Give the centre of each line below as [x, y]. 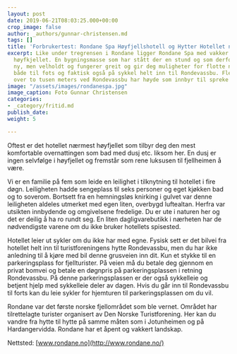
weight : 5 [22, 119]
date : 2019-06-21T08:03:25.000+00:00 [63, 20]
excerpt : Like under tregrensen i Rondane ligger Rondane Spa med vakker [118, 54]
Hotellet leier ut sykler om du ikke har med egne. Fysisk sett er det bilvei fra [117, 240]
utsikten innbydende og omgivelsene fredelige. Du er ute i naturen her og [114, 211]
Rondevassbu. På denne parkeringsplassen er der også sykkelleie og [108, 278]
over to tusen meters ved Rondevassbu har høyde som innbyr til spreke [121, 79]
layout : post [26, 14]
